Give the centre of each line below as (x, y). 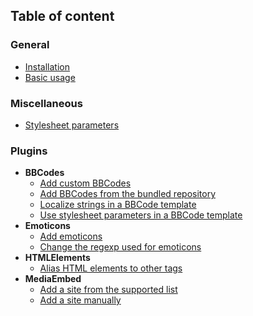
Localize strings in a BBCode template (118, 205)
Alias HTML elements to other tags (111, 268)
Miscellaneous (46, 103)
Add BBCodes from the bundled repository (128, 194)
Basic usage (50, 77)
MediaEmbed (53, 279)
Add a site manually (80, 300)
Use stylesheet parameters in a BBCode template (141, 215)
